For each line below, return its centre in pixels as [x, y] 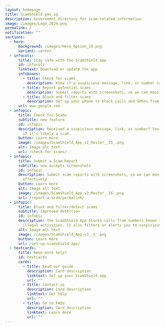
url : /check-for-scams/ [42, 152]
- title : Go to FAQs [44, 303]
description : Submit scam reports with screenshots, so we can [84, 175]
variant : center [35, 51]
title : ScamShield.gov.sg [31, 14]
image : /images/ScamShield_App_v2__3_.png [62, 234]
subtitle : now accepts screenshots [55, 166]
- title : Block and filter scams [57, 97]
